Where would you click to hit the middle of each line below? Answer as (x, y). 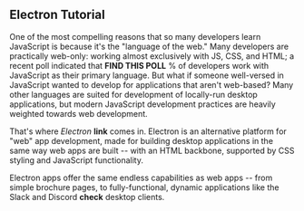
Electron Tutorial (58, 15)
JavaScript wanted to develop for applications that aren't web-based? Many (152, 84)
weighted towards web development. (78, 113)
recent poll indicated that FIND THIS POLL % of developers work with (139, 65)
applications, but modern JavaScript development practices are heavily (143, 104)
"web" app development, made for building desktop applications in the (142, 140)
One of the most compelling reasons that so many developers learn (135, 36)
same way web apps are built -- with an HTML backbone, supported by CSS (152, 150)
